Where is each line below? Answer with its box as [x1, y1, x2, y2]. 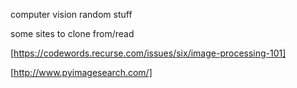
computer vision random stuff [10, 9, 133, 20]
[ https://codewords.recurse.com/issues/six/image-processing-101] [10, 47, 287, 59]
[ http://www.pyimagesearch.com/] [10, 67, 153, 78]
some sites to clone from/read [10, 28, 135, 39]
